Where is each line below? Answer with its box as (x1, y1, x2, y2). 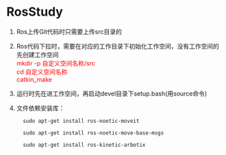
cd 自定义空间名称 (16, 68, 68, 76)
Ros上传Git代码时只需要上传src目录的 (16, 27, 123, 36)
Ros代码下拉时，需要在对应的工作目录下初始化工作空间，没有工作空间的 (16, 42, 220, 50)
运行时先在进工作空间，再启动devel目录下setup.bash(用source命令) (16, 89, 208, 98)
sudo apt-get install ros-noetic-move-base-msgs (23, 129, 164, 137)
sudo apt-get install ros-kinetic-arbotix (23, 141, 146, 148)
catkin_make (16, 75, 53, 83)
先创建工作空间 (16, 51, 59, 59)
